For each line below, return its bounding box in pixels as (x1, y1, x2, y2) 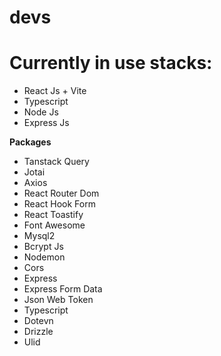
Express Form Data (23, 283, 103, 295)
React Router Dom (23, 187, 100, 200)
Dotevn (23, 315, 54, 327)
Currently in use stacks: (9, 52, 213, 75)
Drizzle (23, 326, 54, 338)
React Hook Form (23, 198, 96, 210)
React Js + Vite (23, 85, 87, 97)
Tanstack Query (23, 156, 90, 168)
